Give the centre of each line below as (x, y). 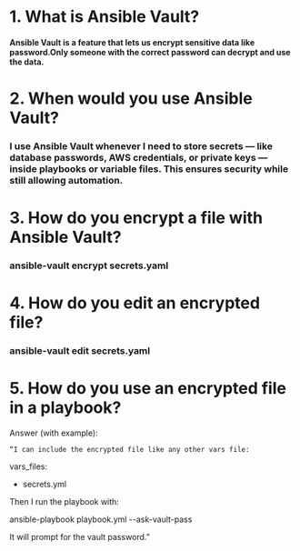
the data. (27, 62)
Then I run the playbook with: (65, 502)
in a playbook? (65, 408)
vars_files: (29, 466)
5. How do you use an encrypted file (148, 389)
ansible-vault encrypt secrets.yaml (89, 265)
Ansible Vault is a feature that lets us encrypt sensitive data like (132, 42)
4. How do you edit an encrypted (135, 303)
